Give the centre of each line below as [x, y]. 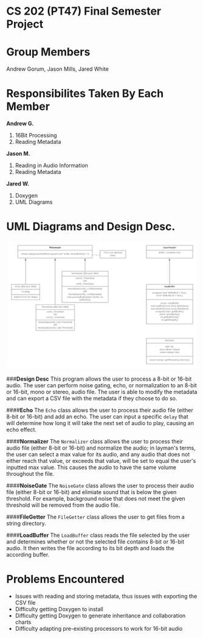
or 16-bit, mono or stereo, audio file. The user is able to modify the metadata [102, 392]
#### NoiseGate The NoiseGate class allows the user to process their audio [100, 486]
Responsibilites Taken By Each [85, 94]
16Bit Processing [36, 135]
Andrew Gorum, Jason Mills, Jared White [58, 69]
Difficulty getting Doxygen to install [59, 609]
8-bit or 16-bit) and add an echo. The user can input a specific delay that [97, 417]
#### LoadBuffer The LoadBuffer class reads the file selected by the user [98, 535]
